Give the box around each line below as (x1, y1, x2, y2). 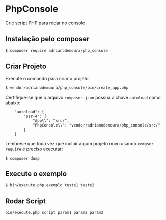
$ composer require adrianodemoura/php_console (5, 48, 108, 53)
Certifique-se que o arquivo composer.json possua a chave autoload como (5, 94, 161, 100)
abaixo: (5, 100, 21, 106)
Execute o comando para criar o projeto (5, 75, 89, 81)
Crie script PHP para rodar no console (5, 20, 85, 26)
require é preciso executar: (5, 146, 63, 152)
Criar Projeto (5, 62, 47, 71)
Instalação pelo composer (5, 35, 90, 43)
